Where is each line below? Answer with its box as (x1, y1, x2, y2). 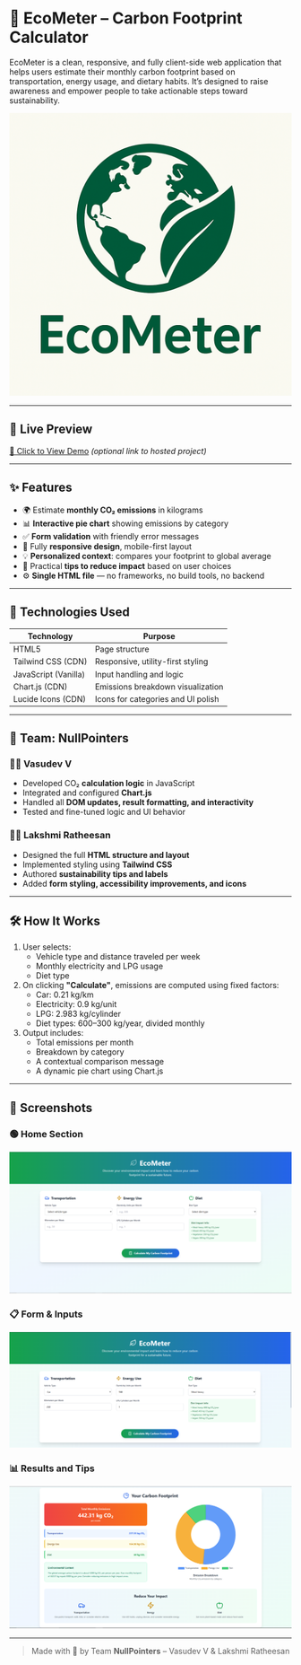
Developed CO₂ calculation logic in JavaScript (21, 778, 195, 789)
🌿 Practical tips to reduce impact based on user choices (21, 560, 232, 571)
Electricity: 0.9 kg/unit (35, 999, 117, 1010)
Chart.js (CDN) (13, 681, 68, 692)
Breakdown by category (35, 1047, 125, 1057)
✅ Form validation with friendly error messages (21, 530, 200, 541)
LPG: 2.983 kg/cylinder (35, 1009, 121, 1020)
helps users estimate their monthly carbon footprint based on (9, 66, 236, 77)
